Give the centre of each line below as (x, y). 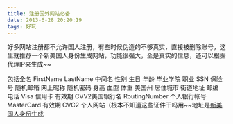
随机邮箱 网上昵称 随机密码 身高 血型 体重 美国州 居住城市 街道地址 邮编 (117, 88)
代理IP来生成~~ (29, 64)
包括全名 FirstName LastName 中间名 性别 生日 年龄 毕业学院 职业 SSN (108, 79)
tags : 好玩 (22, 26)
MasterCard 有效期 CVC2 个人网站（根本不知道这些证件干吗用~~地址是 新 (112, 105)
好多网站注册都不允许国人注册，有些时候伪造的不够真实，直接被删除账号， (113, 47)
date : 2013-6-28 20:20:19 (44, 20)
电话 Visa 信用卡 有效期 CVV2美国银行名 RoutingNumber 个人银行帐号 (107, 96)
